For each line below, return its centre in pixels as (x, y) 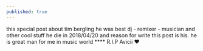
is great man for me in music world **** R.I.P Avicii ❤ (73, 41)
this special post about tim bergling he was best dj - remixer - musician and (101, 29)
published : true (27, 12)
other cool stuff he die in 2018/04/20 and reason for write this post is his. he (102, 35)
